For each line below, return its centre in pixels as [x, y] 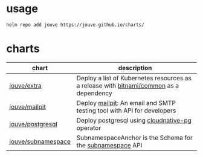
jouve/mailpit [28, 106]
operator [89, 127]
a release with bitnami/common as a [128, 85]
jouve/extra [25, 85]
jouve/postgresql [33, 124]
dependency [95, 93]
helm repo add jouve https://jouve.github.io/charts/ [76, 25]
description [135, 68]
